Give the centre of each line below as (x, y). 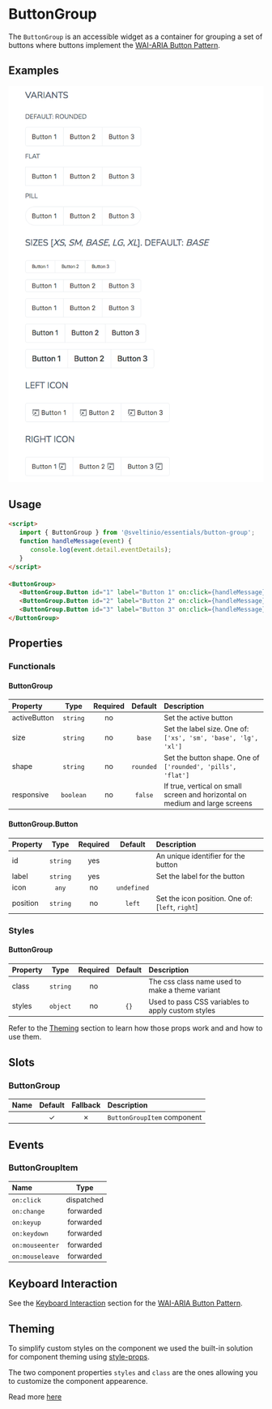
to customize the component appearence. (78, 1381)
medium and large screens (208, 803)
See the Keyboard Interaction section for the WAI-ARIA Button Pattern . (125, 1303)
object (60, 1007)
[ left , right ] (177, 907)
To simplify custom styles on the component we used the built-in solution (131, 1348)
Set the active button (198, 718)
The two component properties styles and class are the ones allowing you (133, 1372)
